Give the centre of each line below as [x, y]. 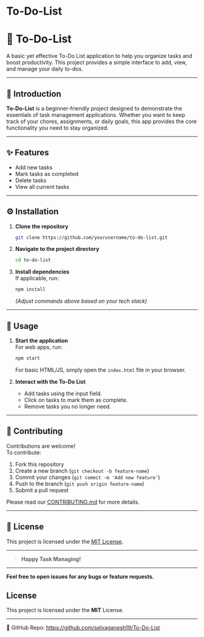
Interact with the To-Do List [50, 381]
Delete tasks [31, 180]
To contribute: [24, 452]
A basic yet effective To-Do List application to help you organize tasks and [99, 56]
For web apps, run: [39, 347]
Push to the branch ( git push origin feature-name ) [80, 484]
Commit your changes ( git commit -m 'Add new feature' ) [87, 477]
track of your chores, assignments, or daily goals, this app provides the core [102, 121]
